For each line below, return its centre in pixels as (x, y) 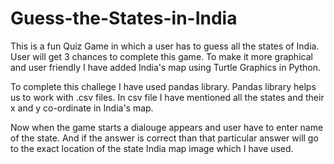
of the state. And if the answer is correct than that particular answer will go (164, 138)
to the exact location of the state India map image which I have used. (152, 148)
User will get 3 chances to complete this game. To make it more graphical (161, 56)
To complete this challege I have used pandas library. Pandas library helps (163, 86)
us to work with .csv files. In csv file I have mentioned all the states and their (167, 97)
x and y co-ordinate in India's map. (82, 108)
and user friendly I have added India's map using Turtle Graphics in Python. (165, 67)
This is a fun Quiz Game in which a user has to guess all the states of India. (165, 46)
